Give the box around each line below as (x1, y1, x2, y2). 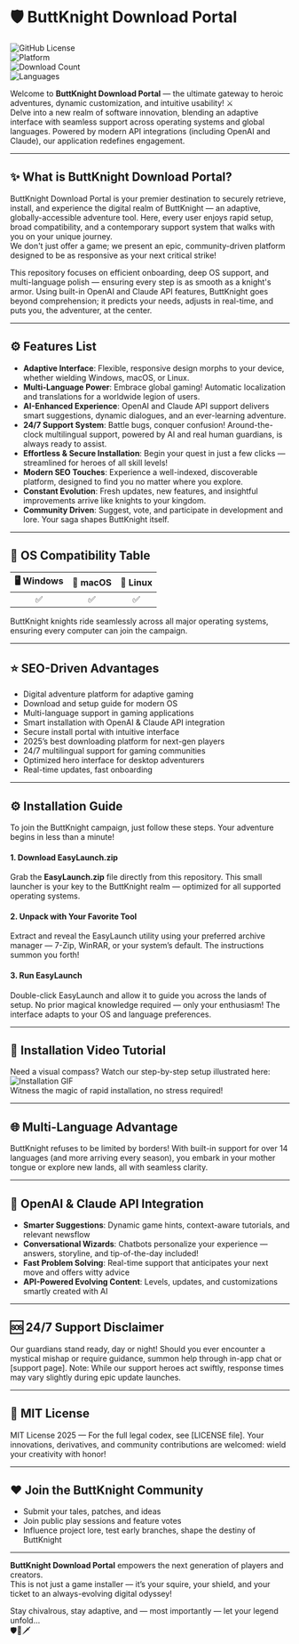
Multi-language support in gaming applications (22, 708, 194, 719)
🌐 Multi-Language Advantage (10, 1119, 178, 1134)
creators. (10, 1569, 43, 1580)
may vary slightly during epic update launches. (10, 1372, 181, 1382)
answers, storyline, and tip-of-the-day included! (22, 1248, 199, 1259)
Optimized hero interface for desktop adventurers (22, 755, 205, 766)
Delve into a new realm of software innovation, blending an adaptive (10, 107, 259, 117)
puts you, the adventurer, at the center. (10, 304, 153, 316)
